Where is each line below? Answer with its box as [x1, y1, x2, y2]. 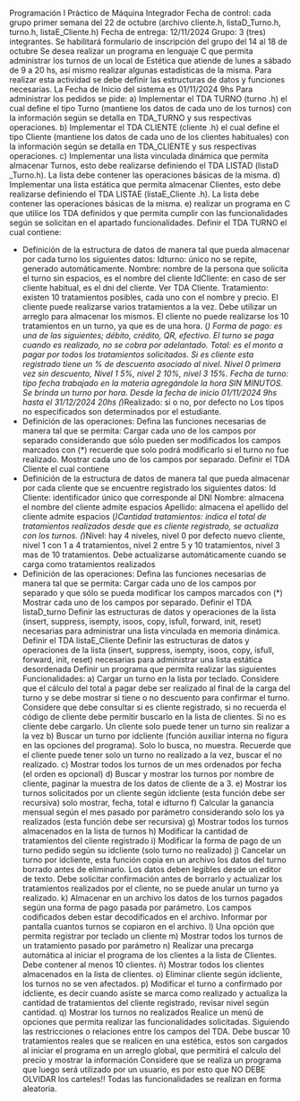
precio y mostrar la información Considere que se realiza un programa [21, 1054, 282, 1065]
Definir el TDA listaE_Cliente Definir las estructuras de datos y [21, 635, 250, 645]
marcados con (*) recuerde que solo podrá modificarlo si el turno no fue [21, 444, 289, 455]
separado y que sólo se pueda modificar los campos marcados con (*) [21, 588, 284, 598]
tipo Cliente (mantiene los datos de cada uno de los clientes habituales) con [9, 132, 289, 142]
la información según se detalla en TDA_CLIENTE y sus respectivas [9, 141, 257, 152]
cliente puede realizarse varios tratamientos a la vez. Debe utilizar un [21, 301, 278, 312]
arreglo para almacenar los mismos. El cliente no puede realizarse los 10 [21, 311, 289, 321]
